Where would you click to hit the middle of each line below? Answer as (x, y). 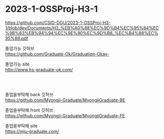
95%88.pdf (17, 38)
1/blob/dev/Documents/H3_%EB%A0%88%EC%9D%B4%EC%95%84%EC (82, 28)
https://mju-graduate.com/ (32, 131)
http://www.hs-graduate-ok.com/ (39, 69)
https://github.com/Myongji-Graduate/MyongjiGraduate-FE (65, 115)
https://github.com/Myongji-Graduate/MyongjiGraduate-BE (65, 100)
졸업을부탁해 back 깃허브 (29, 94)
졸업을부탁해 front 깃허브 (29, 110)
